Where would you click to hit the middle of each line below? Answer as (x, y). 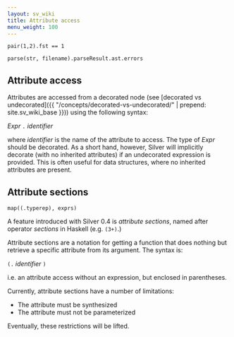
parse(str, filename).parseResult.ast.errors (75, 59)
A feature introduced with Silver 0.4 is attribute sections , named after (108, 221)
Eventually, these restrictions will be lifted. (68, 326)
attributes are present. (39, 170)
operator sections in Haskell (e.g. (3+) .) (64, 229)
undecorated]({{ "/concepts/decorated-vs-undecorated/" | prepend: (107, 105)
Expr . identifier (30, 126)
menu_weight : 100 (33, 27)
